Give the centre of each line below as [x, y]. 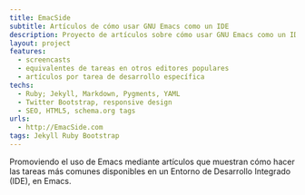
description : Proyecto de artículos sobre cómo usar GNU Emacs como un [148, 34]
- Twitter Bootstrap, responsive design [95, 102]
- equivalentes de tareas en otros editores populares [123, 69]
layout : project [40, 43]
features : [28, 52]
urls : [20, 119]
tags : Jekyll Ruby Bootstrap [64, 136]
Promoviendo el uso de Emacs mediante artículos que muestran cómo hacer [152, 161]
